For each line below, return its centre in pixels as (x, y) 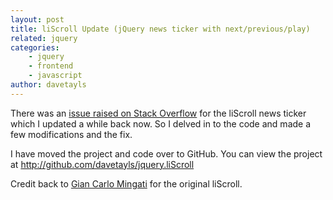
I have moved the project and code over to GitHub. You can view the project (166, 153)
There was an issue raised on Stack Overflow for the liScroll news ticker (158, 113)
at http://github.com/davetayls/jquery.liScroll (102, 164)
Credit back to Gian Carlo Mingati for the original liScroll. (126, 183)
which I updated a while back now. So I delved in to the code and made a (161, 123)
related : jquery (44, 38)
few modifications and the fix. (71, 134)
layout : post (37, 19)
